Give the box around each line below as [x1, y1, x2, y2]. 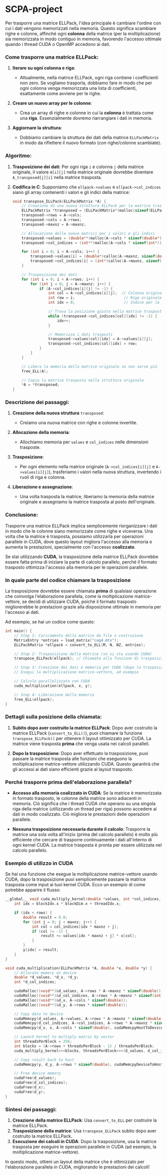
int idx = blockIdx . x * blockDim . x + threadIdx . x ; [14, 901, 121, 906]
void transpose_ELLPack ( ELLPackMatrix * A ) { [12, 198, 106, 204]
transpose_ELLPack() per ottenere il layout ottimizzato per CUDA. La [12, 735, 152, 741]
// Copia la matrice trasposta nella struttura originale [21, 378, 144, 383]
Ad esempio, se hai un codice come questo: [5, 619, 95, 625]
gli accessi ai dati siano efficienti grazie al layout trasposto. [12, 766, 133, 772]
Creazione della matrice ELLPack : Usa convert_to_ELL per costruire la [12, 1117, 157, 1123]
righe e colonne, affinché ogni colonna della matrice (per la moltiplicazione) [5, 30, 161, 36]
